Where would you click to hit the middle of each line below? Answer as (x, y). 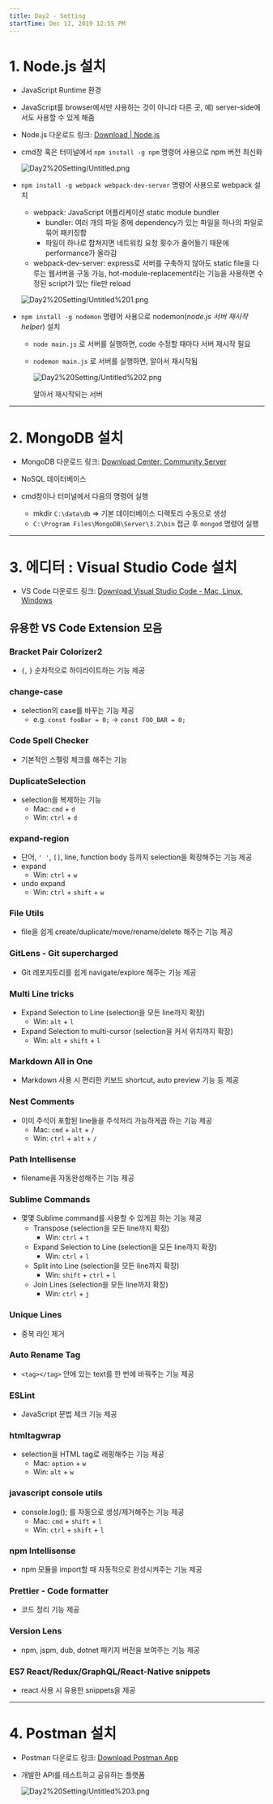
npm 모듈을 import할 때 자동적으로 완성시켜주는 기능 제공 (111, 1569)
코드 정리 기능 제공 (50, 1610)
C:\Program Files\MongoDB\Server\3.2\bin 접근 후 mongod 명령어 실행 (146, 524)
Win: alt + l (53, 1022)
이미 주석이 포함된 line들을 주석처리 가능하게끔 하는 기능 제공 (117, 1120)
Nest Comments (42, 1101)
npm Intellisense (43, 1551)
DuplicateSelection (47, 781)
